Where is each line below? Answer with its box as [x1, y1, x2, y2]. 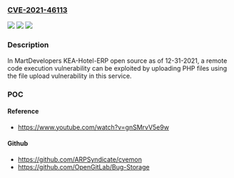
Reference [7, 107, 39, 116]
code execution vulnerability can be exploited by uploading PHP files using [7, 64, 228, 72]
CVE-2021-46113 [7, 5, 68, 15]
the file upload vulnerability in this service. [7, 71, 132, 80]
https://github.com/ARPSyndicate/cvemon [17, 155, 143, 164]
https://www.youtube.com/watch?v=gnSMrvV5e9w [17, 123, 170, 132]
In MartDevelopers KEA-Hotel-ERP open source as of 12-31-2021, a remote [7, 56, 228, 65]
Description [7, 40, 49, 50]
